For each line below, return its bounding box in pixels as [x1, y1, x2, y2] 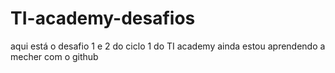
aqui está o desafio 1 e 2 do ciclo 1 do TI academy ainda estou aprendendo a [10, 40, 326, 52]
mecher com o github [10, 50, 99, 62]
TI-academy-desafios [10, 7, 196, 30]
